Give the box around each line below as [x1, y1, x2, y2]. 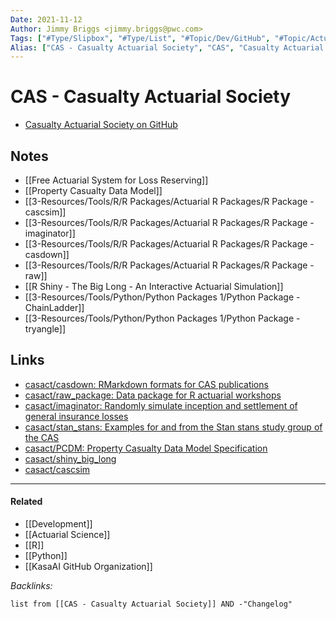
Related [10, 496, 43, 508]
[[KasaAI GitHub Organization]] [24, 561, 153, 573]
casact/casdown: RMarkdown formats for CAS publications [24, 378, 269, 390]
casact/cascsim [24, 463, 91, 475]
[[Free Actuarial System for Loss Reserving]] [24, 174, 209, 186]
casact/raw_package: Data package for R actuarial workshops [24, 389, 282, 401]
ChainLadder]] [24, 302, 85, 313]
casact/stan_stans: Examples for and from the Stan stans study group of [24, 421, 323, 433]
